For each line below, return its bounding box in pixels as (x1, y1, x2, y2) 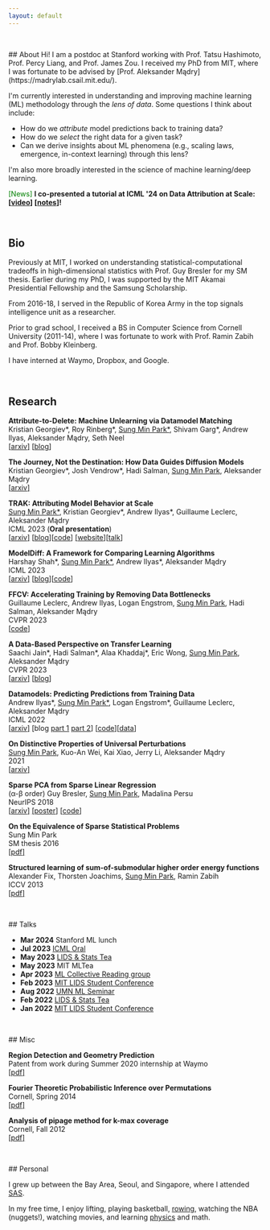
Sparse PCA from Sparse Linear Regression (8, 780, 157, 790)
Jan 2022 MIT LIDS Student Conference (19, 1004, 154, 1013)
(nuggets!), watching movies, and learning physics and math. (8, 1212, 211, 1222)
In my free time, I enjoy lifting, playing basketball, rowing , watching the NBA (8, 1204, 259, 1214)
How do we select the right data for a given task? (19, 132, 183, 142)
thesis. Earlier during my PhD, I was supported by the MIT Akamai (8, 274, 226, 284)
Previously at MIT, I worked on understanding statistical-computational (8, 258, 243, 267)
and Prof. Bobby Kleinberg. (8, 340, 98, 350)
